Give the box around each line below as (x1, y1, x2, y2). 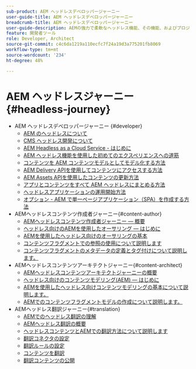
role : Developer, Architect (6, 36, 75, 42)
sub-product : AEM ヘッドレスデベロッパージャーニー (6, 8, 121, 15)
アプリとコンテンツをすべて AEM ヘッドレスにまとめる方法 (23, 181, 166, 188)
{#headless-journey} (6, 102, 111, 116)
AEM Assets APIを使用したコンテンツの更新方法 (23, 174, 139, 181)
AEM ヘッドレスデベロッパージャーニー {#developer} (14, 122, 143, 129)
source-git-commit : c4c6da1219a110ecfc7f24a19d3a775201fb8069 (6, 42, 161, 47)
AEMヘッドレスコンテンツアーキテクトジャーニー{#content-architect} (14, 262, 183, 269)
